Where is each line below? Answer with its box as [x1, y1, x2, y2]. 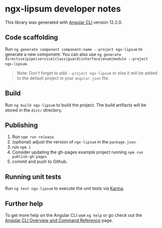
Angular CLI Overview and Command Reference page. [5, 217, 113, 223]
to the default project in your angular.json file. [16, 75, 110, 81]
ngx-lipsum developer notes [5, 3, 121, 14]
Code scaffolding [5, 33, 58, 42]
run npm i [12, 144, 31, 150]
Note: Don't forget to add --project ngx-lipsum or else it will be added [16, 70, 158, 76]
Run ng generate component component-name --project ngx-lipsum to [5, 46, 143, 52]
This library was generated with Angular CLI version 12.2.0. [5, 19, 123, 25]
